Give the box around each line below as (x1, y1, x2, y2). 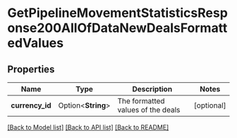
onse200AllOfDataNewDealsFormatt (7, 20, 228, 36)
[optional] (193, 100, 226, 110)
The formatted (117, 96, 165, 105)
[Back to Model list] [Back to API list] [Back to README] (7, 123, 169, 132)
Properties (7, 63, 55, 75)
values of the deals (117, 105, 181, 115)
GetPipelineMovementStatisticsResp (7, 5, 228, 21)
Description (132, 84, 173, 93)
